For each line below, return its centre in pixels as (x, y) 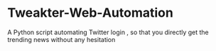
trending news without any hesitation (61, 39)
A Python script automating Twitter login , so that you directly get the (108, 32)
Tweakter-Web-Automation (91, 13)
